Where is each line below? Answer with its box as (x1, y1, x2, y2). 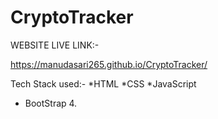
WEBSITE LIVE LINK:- (10, 39, 100, 51)
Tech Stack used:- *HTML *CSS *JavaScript (10, 77, 197, 90)
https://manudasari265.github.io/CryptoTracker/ (10, 58, 208, 70)
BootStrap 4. (24, 97, 78, 109)
